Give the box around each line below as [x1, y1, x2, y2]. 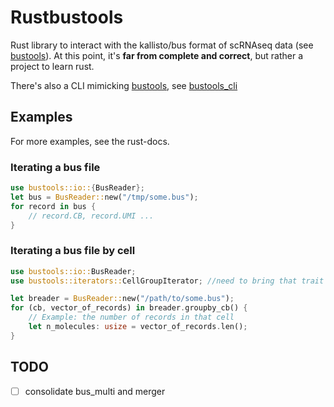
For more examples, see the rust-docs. [10, 135, 170, 147]
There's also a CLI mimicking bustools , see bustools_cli [10, 79, 238, 91]
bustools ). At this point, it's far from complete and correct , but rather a [10, 49, 303, 61]
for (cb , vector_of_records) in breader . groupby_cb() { [10, 303, 248, 313]
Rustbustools [10, 6, 124, 29]
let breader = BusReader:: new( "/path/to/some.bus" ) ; [10, 294, 235, 304]
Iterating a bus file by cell [10, 244, 136, 258]
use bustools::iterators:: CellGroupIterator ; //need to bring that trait [10, 276, 325, 286]
